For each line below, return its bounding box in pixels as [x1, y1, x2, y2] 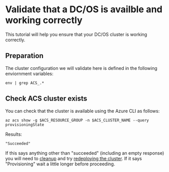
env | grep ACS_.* [5, 80, 44, 85]
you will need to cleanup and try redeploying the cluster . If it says [5, 155, 142, 161]
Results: [5, 131, 22, 137]
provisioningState [5, 122, 44, 127]
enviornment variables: [5, 70, 53, 77]
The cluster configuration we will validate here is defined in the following [5, 65, 158, 71]
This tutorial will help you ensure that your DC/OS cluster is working [5, 31, 148, 37]
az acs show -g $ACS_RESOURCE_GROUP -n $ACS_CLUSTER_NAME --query [5, 117, 149, 123]
